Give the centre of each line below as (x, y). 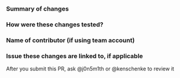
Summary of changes (38, 9)
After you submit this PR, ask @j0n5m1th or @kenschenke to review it (90, 69)
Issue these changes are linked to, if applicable (74, 56)
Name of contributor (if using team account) (71, 40)
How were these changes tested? (55, 24)
